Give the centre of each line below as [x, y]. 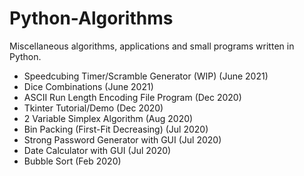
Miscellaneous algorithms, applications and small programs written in [152, 46]
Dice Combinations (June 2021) [88, 86]
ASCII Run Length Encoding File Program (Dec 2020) [132, 97]
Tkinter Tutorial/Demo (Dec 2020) [93, 108]
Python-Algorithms [91, 18]
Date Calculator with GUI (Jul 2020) [97, 150]
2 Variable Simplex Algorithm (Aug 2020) [108, 118]
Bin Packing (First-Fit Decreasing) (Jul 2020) [116, 129]
